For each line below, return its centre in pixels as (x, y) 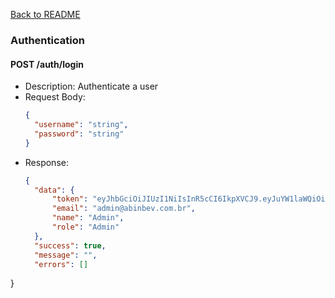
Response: (46, 162)
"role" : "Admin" (85, 227)
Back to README (45, 14)
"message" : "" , (66, 255)
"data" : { (54, 190)
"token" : (70, 199)
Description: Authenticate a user (91, 86)
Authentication (47, 40)
